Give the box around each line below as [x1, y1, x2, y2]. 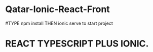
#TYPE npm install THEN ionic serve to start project [5, 20, 113, 26]
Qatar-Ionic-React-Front [5, 4, 110, 15]
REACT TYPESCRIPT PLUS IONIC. [5, 38, 149, 49]
